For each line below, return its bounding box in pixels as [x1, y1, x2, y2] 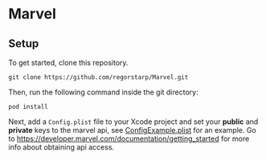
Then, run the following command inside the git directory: [8, 87, 198, 97]
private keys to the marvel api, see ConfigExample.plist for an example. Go [8, 126, 257, 134]
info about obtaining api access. [8, 142, 115, 152]
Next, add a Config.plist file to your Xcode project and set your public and [8, 117, 259, 126]
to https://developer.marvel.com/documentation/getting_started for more [8, 134, 250, 143]
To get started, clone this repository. [8, 58, 129, 67]
